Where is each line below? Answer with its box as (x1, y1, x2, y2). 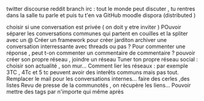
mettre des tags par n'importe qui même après (6, 88, 124, 95)
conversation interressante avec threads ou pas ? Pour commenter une (6, 43, 186, 50)
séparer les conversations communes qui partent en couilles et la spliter (6, 30, 188, 37)
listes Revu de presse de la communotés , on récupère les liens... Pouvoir (6, 82, 191, 89)
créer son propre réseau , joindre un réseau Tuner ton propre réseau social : (6, 56, 198, 63)
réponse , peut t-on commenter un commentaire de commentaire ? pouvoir (6, 49, 195, 57)
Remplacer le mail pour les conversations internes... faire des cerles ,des (6, 75, 190, 82)
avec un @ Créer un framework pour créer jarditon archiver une (6, 37, 167, 43)
